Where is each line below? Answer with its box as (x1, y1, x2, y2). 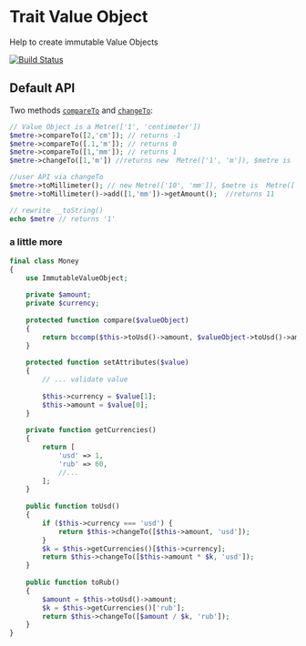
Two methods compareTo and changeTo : (9, 105, 153, 116)
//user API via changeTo (9, 173, 104, 182)
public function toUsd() (25, 502, 120, 511)
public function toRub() (25, 578, 120, 588)
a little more (9, 236, 64, 248)
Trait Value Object (9, 6, 148, 27)
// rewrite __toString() (9, 206, 104, 215)
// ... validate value (42, 375, 128, 384)
